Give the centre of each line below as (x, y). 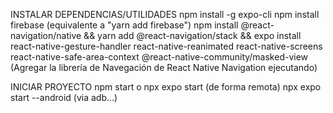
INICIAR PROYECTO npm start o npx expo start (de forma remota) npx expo (166, 87)
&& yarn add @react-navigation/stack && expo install (192, 35)
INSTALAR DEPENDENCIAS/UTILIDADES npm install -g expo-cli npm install (165, 14)
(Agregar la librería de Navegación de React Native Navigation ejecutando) (164, 67)
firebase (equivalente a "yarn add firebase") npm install (124, 25)
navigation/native (46, 35)
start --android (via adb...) (64, 97)
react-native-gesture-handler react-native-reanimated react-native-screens (166, 46)
